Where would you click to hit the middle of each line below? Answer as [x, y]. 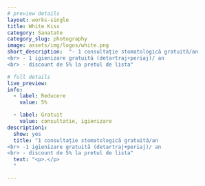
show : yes [27, 134]
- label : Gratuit [38, 115]
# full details [29, 77]
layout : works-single [38, 20]
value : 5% [34, 103]
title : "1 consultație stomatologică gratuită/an [86, 140]
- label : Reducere [40, 96]
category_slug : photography [47, 39]
